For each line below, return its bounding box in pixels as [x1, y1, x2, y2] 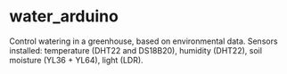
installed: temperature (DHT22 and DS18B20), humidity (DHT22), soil [9, 45, 263, 55]
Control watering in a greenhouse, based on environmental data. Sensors [9, 36, 278, 46]
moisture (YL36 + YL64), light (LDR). [9, 54, 144, 65]
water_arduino [9, 6, 119, 27]
